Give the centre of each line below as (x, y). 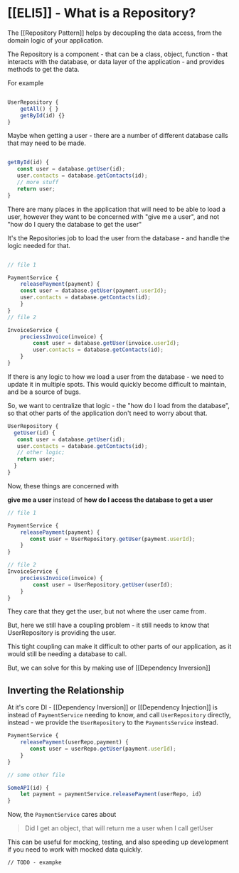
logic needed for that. (39, 245)
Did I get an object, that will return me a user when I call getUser (119, 828)
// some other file (36, 775)
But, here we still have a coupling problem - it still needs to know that (108, 625)
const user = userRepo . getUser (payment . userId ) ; (103, 749)
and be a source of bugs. (44, 392)
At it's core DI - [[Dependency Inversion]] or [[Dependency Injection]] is (113, 707)
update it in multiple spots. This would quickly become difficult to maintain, (117, 384)
